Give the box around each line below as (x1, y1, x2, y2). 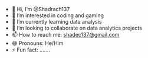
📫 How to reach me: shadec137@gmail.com (11, 31, 120, 38)
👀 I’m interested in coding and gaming (11, 12, 104, 19)
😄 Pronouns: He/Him (11, 40, 64, 47)
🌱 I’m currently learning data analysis (11, 18, 102, 25)
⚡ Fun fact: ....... (11, 46, 50, 53)
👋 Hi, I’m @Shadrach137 (11, 6, 70, 12)
